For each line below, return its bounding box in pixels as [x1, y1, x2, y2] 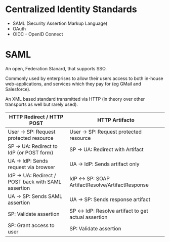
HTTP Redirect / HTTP [9, 113, 64, 120]
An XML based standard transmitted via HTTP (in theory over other [5, 96, 145, 102]
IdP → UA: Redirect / [8, 172, 56, 179]
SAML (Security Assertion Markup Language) [12, 20, 108, 26]
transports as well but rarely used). [5, 101, 78, 107]
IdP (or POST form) [8, 149, 54, 156]
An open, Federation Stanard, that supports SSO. [5, 65, 107, 71]
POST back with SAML [8, 178, 62, 185]
